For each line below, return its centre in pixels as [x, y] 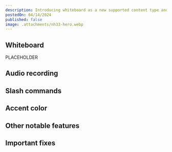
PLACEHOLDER [22, 57]
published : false [24, 19]
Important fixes [30, 143]
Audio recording [32, 73]
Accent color [26, 108]
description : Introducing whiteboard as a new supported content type [82, 10]
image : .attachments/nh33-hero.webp [44, 24]
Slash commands [34, 91]
